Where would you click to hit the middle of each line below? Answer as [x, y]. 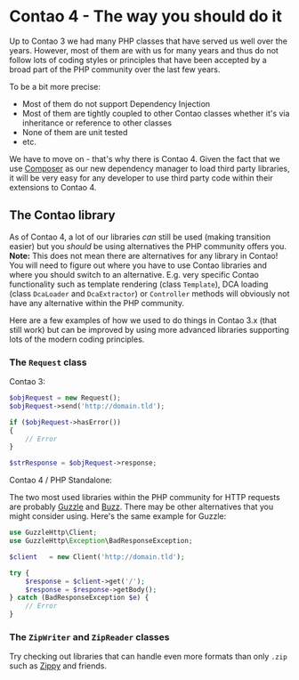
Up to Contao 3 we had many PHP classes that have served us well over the [148, 41]
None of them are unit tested [75, 132]
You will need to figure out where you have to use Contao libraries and [138, 265]
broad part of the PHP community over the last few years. [115, 69]
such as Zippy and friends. [58, 666]
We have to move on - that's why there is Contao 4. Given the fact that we [145, 158]
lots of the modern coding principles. [77, 339]
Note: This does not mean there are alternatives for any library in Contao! [144, 255]
